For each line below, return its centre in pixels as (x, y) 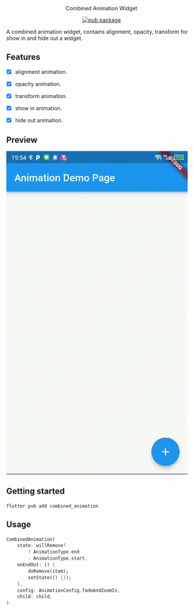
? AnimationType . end (54, 552)
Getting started (36, 491)
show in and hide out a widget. (44, 38)
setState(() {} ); (50, 577)
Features (23, 57)
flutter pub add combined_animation (52, 506)
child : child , (35, 597)
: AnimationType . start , (58, 558)
